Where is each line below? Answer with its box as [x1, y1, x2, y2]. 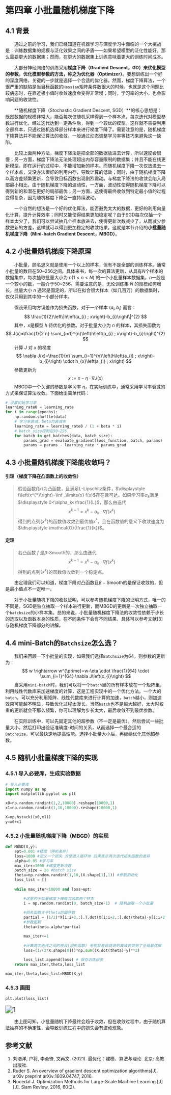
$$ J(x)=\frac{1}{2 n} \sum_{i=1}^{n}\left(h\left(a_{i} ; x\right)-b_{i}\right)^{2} [6, 330, 165, 336]
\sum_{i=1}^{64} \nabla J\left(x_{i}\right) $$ [40, 673, 131, 679]
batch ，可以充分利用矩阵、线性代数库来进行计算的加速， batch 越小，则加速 [5, 694, 162, 701]
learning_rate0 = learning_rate [5, 405, 74, 410]
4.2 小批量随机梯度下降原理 [5, 247, 92, 256]
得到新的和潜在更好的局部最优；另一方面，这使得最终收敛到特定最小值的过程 [5, 188, 166, 194]
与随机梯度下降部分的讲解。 [5, 622, 64, 628]
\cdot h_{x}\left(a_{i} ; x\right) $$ [63, 358, 132, 364]
